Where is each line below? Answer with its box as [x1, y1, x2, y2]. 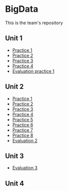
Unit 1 [5, 34, 23, 42]
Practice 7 [12, 127, 33, 133]
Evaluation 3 [12, 165, 38, 171]
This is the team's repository [5, 20, 63, 26]
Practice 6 [12, 122, 34, 128]
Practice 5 [12, 116, 34, 122]
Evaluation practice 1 [12, 68, 55, 74]
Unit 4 [5, 179, 25, 188]
